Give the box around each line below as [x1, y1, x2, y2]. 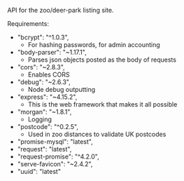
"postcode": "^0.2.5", [17, 123, 79, 130]
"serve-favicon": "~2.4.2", [17, 160, 93, 168]
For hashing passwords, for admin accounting [27, 41, 161, 48]
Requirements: [7, 20, 49, 27]
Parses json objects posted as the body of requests [27, 55, 177, 64]
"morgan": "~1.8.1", [17, 108, 72, 116]
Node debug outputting [27, 86, 96, 93]
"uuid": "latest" [17, 168, 62, 175]
